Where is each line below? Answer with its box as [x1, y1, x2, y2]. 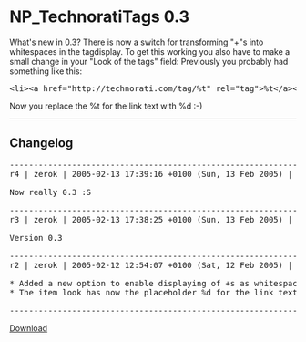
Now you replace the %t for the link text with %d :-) [9, 100, 203, 111]
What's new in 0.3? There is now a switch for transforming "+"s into [9, 36, 264, 47]
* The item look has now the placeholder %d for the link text [9, 287, 298, 297]
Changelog [9, 135, 74, 151]
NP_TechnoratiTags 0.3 [9, 6, 189, 27]
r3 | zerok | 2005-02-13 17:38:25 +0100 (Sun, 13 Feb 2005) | [9, 214, 293, 224]
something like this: [9, 66, 83, 77]
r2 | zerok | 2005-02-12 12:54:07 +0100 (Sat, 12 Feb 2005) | [9, 260, 293, 270]
